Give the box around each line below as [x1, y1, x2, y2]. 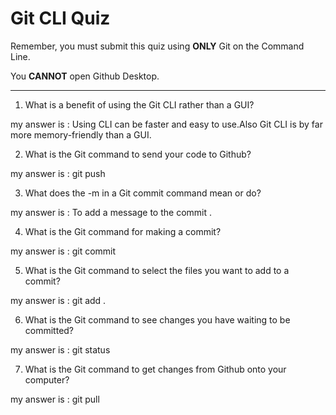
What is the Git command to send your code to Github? [24, 148, 252, 160]
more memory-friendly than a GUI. [10, 128, 152, 141]
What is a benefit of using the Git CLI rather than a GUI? [24, 98, 255, 111]
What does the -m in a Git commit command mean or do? [24, 187, 262, 199]
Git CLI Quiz [10, 7, 111, 30]
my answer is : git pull [10, 393, 100, 405]
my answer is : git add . [10, 294, 107, 306]
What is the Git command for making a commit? [24, 225, 222, 237]
